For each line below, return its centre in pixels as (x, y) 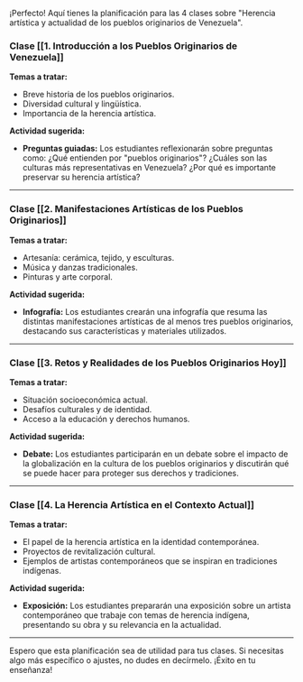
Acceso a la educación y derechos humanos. (106, 419)
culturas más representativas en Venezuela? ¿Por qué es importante (149, 168)
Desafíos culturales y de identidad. (87, 409)
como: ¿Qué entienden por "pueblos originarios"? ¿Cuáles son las (145, 158)
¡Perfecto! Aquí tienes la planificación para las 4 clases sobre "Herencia (142, 13)
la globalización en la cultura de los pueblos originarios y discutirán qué (156, 463)
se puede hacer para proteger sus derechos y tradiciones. (130, 473)
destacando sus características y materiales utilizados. (124, 331)
